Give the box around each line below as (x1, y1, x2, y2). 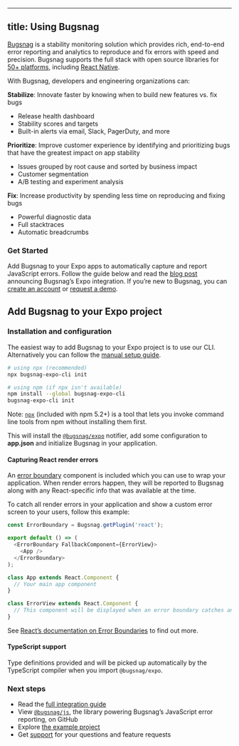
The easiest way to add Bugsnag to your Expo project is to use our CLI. (7, 343, 216, 351)
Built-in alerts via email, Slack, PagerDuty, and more (17, 126, 171, 136)
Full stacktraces (17, 220, 65, 228)
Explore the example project (17, 722, 101, 732)
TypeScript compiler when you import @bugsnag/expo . (7, 666, 164, 675)
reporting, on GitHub (17, 715, 78, 724)
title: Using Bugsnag (7, 21, 100, 33)
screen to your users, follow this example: (7, 508, 130, 516)
